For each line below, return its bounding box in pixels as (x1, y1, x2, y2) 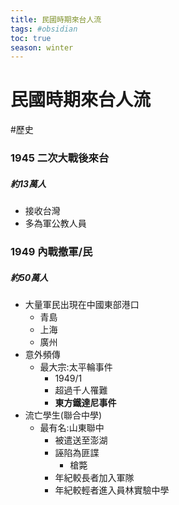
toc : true (10, 33, 52, 43)
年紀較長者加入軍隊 (54, 471, 135, 483)
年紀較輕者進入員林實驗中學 (54, 484, 170, 496)
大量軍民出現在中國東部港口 (24, 298, 140, 310)
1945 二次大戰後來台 (10, 151, 110, 165)
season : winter (10, 42, 74, 53)
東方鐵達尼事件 (54, 396, 117, 408)
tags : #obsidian (10, 24, 78, 34)
